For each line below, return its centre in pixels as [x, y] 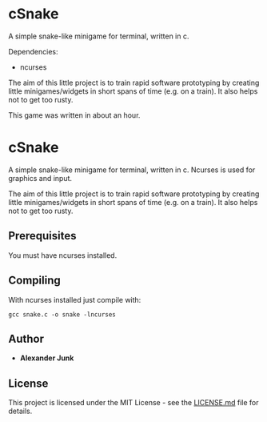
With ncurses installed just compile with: [75, 299]
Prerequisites [42, 236]
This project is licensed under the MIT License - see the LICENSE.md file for [133, 403]
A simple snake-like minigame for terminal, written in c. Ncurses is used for [132, 170]
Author [26, 338]
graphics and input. [40, 178]
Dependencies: [33, 51]
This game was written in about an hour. [74, 115]
